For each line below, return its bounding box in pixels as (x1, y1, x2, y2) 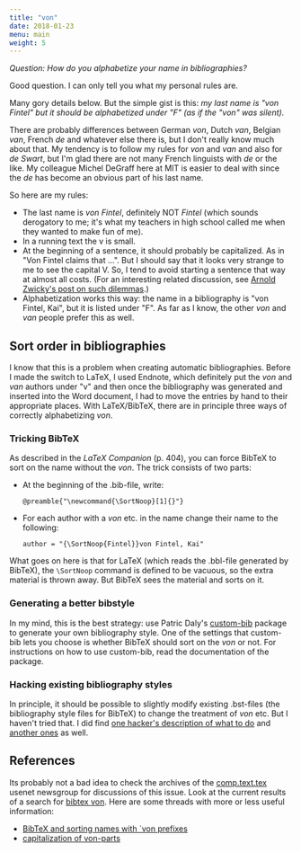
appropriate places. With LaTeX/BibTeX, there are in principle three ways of (9, 401, 288, 412)
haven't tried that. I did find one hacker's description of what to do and (9, 717, 271, 728)
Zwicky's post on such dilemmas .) (22, 284, 150, 295)
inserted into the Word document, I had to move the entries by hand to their (9, 391, 288, 402)
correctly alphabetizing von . (9, 410, 113, 421)
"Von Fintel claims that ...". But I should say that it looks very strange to (22, 255, 285, 266)
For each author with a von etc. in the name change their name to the (22, 513, 279, 524)
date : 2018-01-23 (9, 22, 75, 31)
